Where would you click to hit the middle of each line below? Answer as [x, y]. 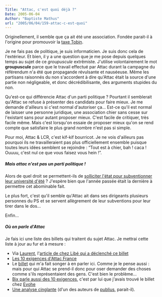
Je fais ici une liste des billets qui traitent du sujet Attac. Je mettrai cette [77, 239]
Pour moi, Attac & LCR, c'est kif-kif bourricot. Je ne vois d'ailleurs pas [74, 137]
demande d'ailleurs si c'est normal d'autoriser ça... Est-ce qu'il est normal [79, 107]
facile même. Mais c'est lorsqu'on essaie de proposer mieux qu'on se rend [79, 123]
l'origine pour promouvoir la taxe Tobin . [44, 42]
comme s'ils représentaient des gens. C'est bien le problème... [74, 274]
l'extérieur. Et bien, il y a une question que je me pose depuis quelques [75, 57]
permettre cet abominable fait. [35, 186]
